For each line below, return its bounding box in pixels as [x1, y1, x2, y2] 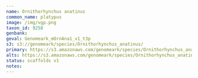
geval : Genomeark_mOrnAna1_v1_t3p [6, 36, 91, 42]
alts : [6, 52, 19, 58]
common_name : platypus [6, 14, 62, 20]
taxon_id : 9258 [6, 25, 44, 31]
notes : [6, 63, 22, 69]
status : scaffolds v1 [6, 57, 60, 63]
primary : [6, 47, 28, 53]
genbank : [6, 30, 28, 36]
